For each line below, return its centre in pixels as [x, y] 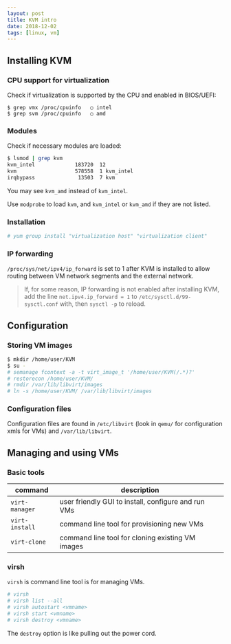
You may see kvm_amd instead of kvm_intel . [68, 190]
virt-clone [28, 542]
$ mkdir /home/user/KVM [41, 359]
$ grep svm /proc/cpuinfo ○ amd [57, 113]
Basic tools [26, 472]
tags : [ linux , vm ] [33, 33]
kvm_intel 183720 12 [57, 165]
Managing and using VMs [63, 453]
